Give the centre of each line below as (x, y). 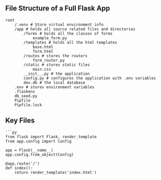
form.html (43, 51)
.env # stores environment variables (55, 87)
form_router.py (49, 60)
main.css (42, 69)
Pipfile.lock (28, 105)
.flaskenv (25, 91)
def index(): (19, 168)
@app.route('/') (22, 163)
